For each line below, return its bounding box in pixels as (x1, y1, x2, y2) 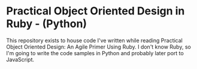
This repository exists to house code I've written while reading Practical (6, 37, 183, 44)
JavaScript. (6, 56, 35, 63)
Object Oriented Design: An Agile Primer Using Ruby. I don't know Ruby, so (6, 43, 192, 50)
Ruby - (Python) (6, 17, 87, 31)
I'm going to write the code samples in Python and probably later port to (6, 49, 184, 56)
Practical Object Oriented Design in (6, 4, 185, 18)
